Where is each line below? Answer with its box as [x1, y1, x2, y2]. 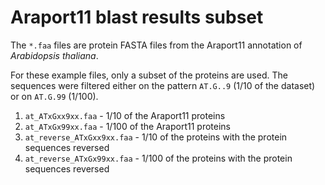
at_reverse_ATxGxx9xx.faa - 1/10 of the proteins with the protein [24, 131, 288, 143]
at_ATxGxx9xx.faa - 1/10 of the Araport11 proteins [24, 109, 226, 121]
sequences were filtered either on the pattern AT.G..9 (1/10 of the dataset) [10, 79, 316, 91]
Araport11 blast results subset [10, 6, 264, 29]
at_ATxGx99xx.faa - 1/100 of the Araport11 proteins [24, 120, 231, 132]
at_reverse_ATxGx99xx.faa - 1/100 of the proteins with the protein [24, 152, 293, 164]
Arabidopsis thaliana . [10, 49, 99, 61]
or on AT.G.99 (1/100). [10, 90, 99, 102]
